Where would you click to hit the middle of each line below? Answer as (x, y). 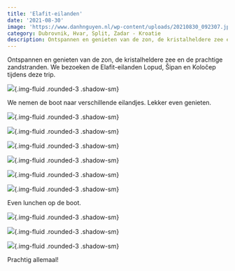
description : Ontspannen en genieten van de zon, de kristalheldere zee (115, 40)
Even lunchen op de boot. (44, 203)
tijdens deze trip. (31, 75)
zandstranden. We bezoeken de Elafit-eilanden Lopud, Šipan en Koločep (112, 67)
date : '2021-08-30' (36, 20)
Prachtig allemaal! (33, 260)
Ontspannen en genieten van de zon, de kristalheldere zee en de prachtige (115, 60)
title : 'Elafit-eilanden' (45, 14)
